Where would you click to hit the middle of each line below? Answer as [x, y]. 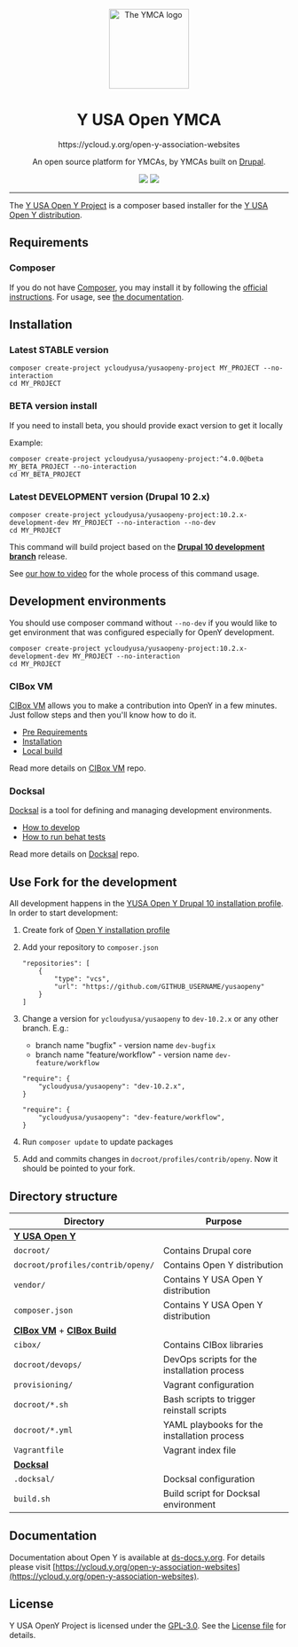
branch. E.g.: [45, 1028]
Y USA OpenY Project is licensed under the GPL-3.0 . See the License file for [148, 1625]
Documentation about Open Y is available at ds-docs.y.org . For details [137, 1557]
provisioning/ [43, 1384]
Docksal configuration [209, 1478]
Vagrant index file [200, 1450]
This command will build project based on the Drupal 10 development [137, 546]
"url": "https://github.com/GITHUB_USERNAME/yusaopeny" [160, 987]
